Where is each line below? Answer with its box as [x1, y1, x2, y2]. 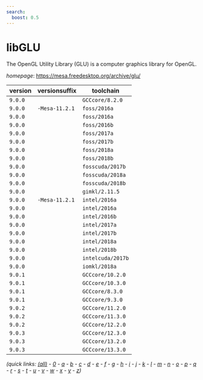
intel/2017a [82, 221, 117, 229]
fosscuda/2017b [82, 163, 126, 170]
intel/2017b [82, 230, 117, 237]
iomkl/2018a [82, 263, 117, 270]
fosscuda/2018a [82, 172, 126, 179]
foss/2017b [82, 139, 114, 145]
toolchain [91, 87, 120, 95]
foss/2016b [82, 122, 114, 129]
